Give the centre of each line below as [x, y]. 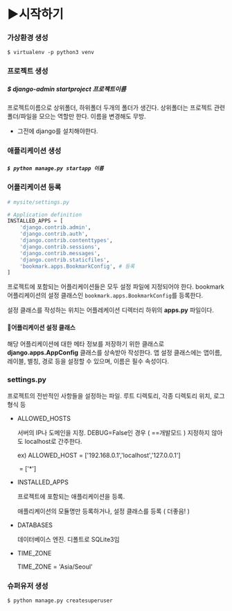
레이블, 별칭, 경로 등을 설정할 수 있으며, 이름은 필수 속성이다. [88, 361]
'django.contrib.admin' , [55, 227]
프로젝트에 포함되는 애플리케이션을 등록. [71, 496]
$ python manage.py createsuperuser [60, 601]
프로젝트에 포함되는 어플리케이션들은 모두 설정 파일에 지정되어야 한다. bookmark [116, 287]
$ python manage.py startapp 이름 [55, 168]
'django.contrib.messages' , [60, 253]
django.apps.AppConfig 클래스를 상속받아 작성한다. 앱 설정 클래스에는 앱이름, [115, 353]
